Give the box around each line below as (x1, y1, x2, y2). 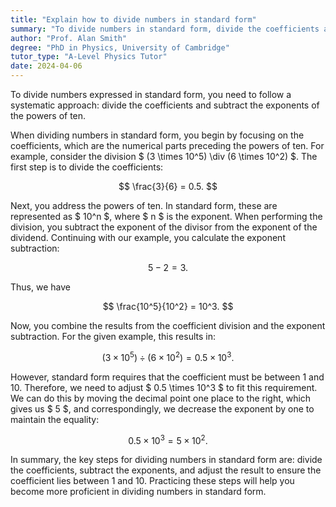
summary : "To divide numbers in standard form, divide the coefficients (10, 24, 320, 34)
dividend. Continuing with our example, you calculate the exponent (10, 232, 286, 243)
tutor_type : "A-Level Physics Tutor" (10, 52, 168, 62)
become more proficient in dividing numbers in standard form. (10, 486, 267, 498)
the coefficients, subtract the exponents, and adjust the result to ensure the (10, 464, 322, 476)
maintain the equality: (10, 413, 100, 425)
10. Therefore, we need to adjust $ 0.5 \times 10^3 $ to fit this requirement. (10, 381, 318, 393)
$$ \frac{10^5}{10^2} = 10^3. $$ (102, 301, 234, 312)
